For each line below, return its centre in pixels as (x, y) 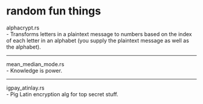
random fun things (54, 11)
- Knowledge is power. (34, 70)
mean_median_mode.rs (35, 64)
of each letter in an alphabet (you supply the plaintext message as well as (98, 40)
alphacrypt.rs (23, 28)
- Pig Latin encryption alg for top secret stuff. (63, 94)
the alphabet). (24, 47)
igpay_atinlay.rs (25, 88)
